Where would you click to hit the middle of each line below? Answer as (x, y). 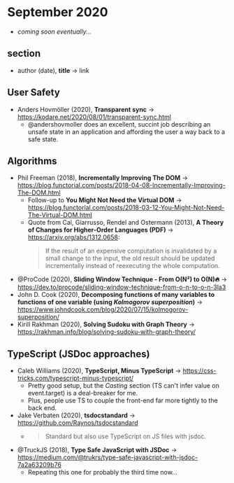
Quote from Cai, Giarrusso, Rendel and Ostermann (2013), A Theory (126, 223)
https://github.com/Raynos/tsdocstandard (78, 423)
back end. (42, 408)
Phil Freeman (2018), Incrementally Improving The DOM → (103, 178)
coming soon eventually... (54, 31)
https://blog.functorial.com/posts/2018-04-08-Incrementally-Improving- (121, 185)
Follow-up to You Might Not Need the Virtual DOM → (105, 200)
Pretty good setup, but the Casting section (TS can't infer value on (124, 386)
